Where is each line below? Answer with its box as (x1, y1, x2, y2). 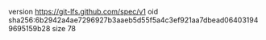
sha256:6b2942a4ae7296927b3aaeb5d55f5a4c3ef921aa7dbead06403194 (8, 15, 259, 25)
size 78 (52, 24, 77, 33)
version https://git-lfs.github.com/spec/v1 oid (8, 7, 159, 16)
